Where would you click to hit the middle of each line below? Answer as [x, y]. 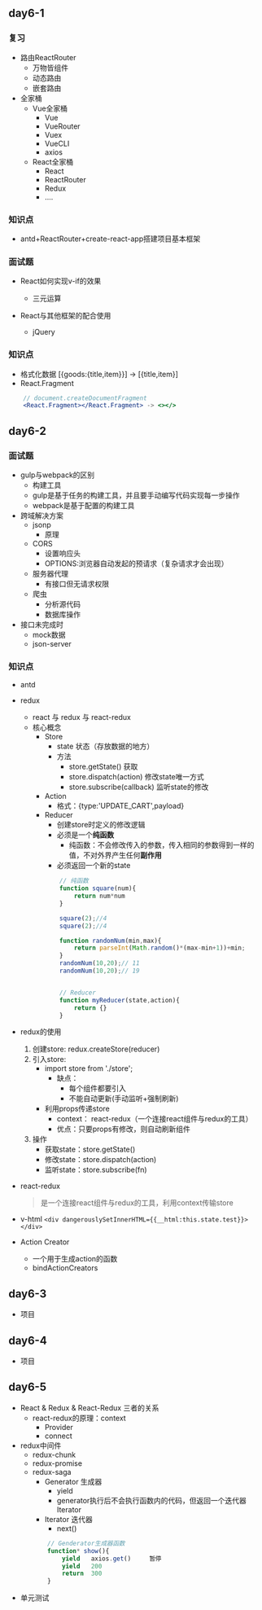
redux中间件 [41, 1445]
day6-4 [28, 1340]
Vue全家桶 [50, 108]
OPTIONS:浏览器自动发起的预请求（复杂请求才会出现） [137, 564]
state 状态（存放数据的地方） [105, 746]
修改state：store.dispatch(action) [100, 1160]
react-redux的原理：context [79, 1418]
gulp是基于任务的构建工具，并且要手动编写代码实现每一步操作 [136, 495]
